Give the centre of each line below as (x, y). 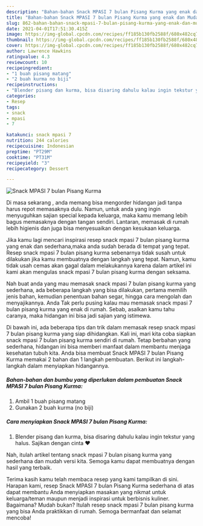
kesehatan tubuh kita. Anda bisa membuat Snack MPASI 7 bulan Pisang (95, 353)
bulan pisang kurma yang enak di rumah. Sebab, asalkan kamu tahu (91, 309)
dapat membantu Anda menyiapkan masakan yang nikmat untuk (86, 492)
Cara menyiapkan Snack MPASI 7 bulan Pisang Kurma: (77, 421)
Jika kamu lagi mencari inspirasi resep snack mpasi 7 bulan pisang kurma (98, 240)
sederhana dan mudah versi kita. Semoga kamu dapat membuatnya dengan (101, 461)
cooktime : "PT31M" (29, 157)
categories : (21, 96)
